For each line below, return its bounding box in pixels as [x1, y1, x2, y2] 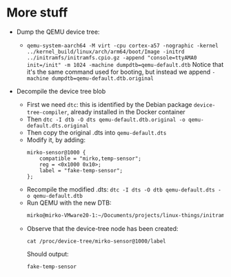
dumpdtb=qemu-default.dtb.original [51, 74, 154, 82]
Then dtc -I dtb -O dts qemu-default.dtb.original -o [26, 115, 185, 123]
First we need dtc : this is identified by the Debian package [26, 100, 192, 108]
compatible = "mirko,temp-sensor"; [39, 155, 142, 162]
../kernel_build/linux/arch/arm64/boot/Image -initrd [26, 48, 185, 55]
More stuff [6, 5, 68, 21]
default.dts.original [26, 122, 89, 129]
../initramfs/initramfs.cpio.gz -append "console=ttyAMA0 [26, 54, 197, 61]
